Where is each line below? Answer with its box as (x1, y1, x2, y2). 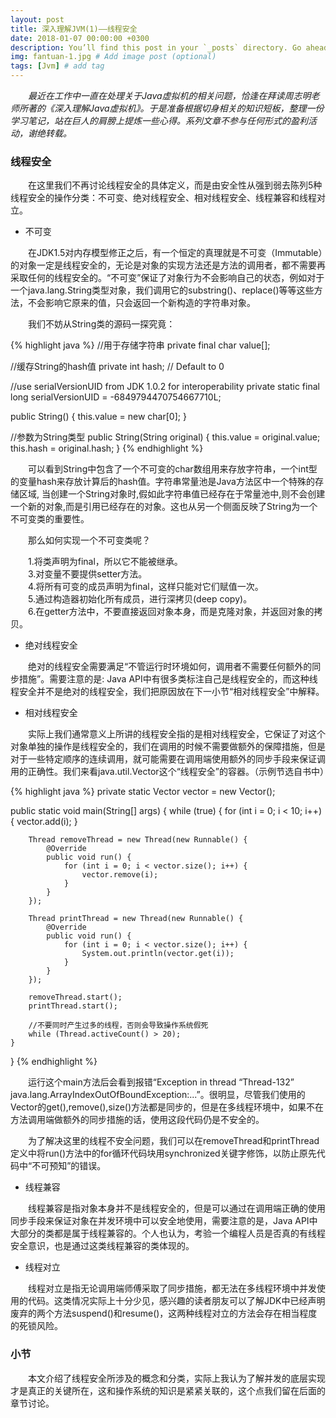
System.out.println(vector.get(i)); (81, 949, 235, 959)
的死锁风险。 (10, 1320, 63, 1332)
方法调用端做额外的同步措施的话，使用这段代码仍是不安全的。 (10, 1114, 265, 1126)
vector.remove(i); (81, 870, 159, 880)
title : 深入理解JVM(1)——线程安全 (10, 24, 138, 34)
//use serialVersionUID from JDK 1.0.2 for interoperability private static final (10, 381, 320, 393)
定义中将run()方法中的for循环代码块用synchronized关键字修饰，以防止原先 (10, 1147, 317, 1160)
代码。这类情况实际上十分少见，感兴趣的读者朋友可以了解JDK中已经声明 (27, 1295, 326, 1307)
